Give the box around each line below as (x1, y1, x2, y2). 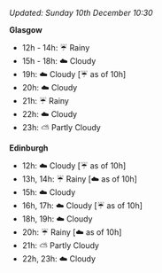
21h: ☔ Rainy (21, 96, 69, 105)
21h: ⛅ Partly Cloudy (21, 240, 100, 251)
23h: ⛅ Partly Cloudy (21, 122, 102, 132)
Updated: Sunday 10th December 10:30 (9, 8, 153, 18)
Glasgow (9, 25, 42, 35)
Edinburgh (9, 143, 49, 153)
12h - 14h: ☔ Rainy (21, 43, 90, 52)
